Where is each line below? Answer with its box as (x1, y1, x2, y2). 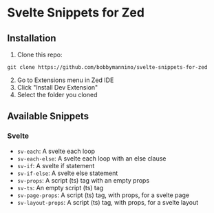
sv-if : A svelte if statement (17, 161, 95, 170)
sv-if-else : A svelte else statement (17, 169, 118, 177)
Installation (7, 32, 56, 44)
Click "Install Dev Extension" (17, 83, 98, 91)
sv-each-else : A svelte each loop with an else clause (17, 154, 167, 163)
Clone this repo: (17, 50, 63, 59)
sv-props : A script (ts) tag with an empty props (17, 176, 150, 184)
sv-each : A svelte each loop (17, 147, 95, 155)
